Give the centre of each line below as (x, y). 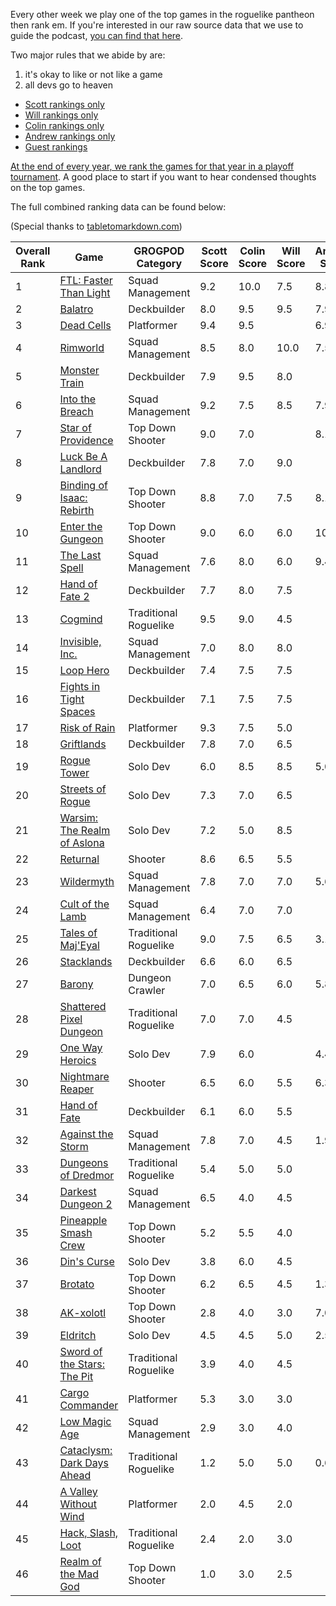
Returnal (79, 859)
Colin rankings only (64, 125)
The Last (80, 555)
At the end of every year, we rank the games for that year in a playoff (152, 166)
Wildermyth (87, 881)
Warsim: (79, 817)
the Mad (79, 1574)
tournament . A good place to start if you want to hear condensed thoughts (163, 177)
